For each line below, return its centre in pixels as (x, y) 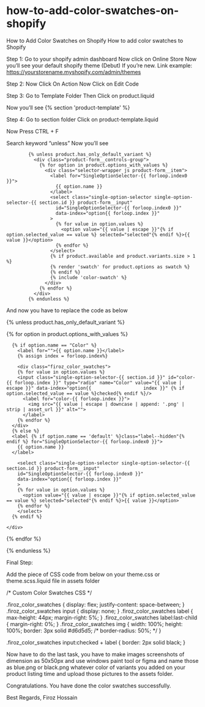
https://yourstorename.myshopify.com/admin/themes (74, 72)
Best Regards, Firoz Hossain (42, 697)
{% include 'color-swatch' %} (88, 277)
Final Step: (20, 562)
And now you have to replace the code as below (67, 310)
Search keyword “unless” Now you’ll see (58, 143)
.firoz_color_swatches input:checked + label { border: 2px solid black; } (96, 642)
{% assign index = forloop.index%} (63, 356)
